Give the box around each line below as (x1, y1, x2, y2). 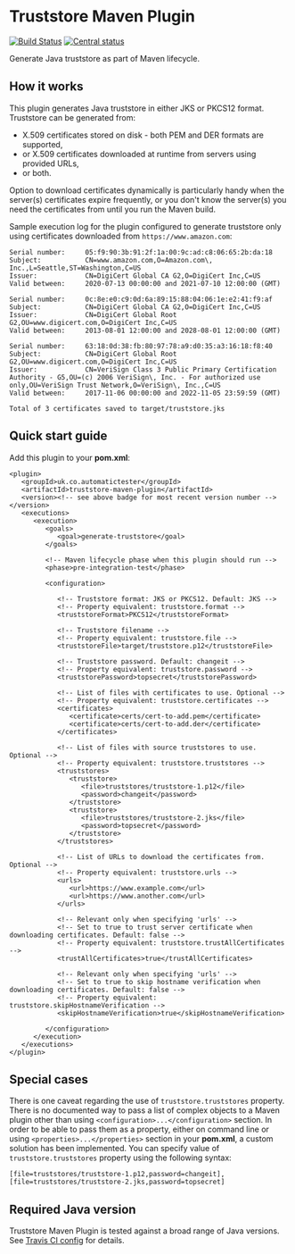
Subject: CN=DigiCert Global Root (9, 349, 177, 358)
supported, (21, 138, 63, 149)
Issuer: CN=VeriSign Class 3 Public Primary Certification (9, 364, 277, 374)
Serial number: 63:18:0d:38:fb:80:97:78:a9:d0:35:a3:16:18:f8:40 (9, 341, 274, 350)
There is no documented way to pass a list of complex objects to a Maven (9, 1105, 281, 1116)
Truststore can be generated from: (9, 112, 136, 122)
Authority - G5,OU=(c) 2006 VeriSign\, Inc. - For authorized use (9, 372, 261, 381)
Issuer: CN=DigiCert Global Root (9, 310, 177, 319)
